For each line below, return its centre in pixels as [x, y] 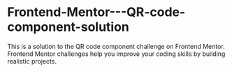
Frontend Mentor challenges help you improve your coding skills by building [116, 54]
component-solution [68, 27]
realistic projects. [32, 61]
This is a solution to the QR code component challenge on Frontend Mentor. [116, 46]
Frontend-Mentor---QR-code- [96, 12]
